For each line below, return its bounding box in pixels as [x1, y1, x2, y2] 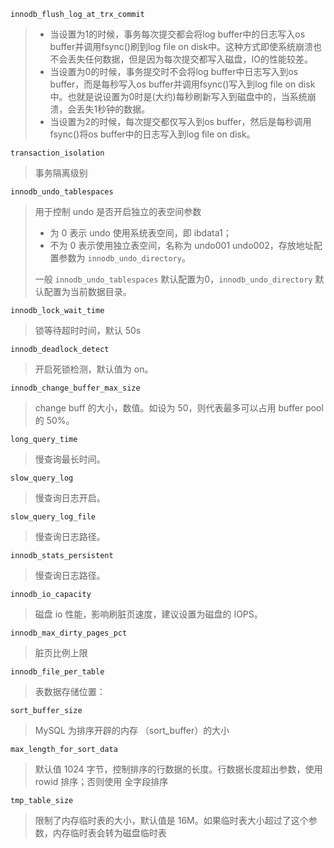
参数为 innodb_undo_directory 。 [58, 252, 191, 264]
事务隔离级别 [34, 167, 88, 179]
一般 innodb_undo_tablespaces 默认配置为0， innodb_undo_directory [34, 273, 313, 285]
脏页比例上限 [34, 647, 88, 659]
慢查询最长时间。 [34, 453, 106, 465]
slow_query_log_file [10, 512, 97, 522]
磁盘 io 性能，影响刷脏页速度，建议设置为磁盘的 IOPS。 [34, 608, 263, 620]
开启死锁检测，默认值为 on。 [34, 363, 154, 375]
